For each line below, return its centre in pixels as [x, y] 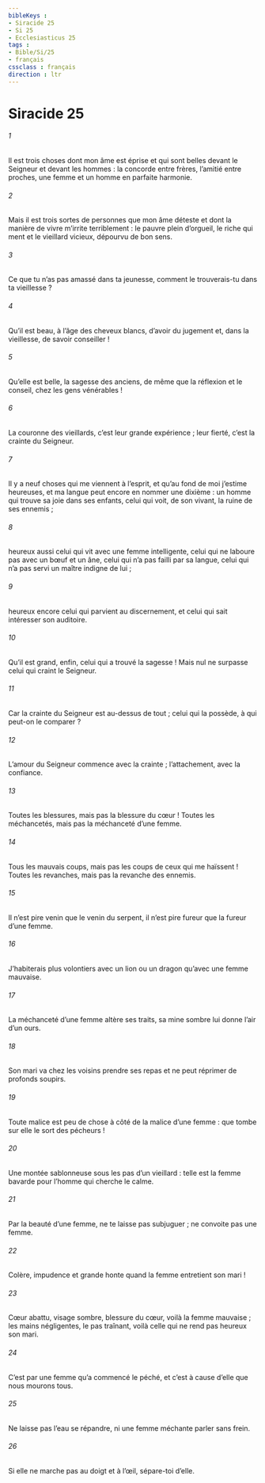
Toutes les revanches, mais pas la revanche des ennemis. [102, 875]
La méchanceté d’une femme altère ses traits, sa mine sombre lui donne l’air [132, 1020]
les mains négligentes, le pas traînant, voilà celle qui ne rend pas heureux [128, 1326]
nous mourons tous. [41, 1386]
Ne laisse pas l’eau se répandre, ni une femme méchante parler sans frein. [129, 1428]
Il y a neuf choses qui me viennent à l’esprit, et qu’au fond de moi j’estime [128, 484]
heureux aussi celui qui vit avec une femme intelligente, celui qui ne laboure [132, 552]
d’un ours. [25, 1028]
